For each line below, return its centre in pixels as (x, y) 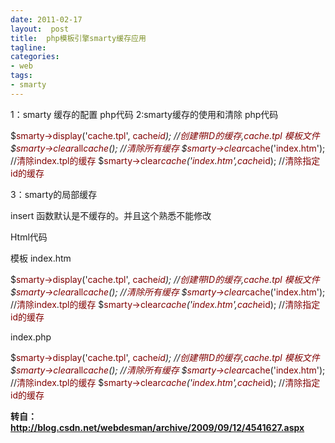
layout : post (40, 29)
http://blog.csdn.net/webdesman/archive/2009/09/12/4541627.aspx (157, 427)
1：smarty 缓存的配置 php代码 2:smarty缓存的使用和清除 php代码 (144, 114)
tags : (21, 76)
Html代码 (29, 237)
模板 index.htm (41, 258)
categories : (35, 57)
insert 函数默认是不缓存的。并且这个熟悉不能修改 (111, 215)
